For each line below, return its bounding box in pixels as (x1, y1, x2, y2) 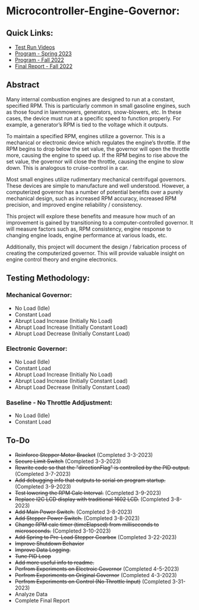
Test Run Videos (14, 43, 55, 51)
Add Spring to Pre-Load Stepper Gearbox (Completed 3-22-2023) (14, 533, 177, 540)
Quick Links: (6, 28, 53, 38)
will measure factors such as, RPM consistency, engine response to (6, 225, 172, 232)
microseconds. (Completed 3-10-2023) (14, 527, 111, 534)
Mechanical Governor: (6, 291, 72, 299)
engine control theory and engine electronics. (6, 256, 118, 263)
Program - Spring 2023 (14, 50, 72, 57)
